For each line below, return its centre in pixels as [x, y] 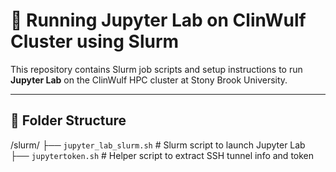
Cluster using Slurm [95, 41]
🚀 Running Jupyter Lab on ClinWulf [158, 20]
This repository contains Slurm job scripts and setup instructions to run [156, 69]
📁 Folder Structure [68, 120]
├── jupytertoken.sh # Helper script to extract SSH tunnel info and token [162, 155]
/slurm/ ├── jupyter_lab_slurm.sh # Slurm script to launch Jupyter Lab [158, 145]
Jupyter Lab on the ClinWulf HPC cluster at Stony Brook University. [149, 80]
